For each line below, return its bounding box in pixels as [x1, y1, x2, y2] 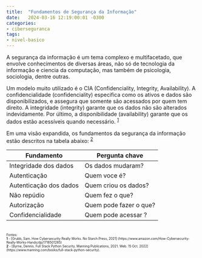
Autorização [9, 201, 44, 210]
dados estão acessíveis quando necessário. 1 [6, 117, 120, 125]
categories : [6, 20, 36, 26]
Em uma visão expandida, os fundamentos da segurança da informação [6, 130, 186, 137]
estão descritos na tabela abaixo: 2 [6, 136, 93, 144]
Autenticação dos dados [9, 181, 79, 190]
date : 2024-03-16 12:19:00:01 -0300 [6, 15, 104, 21]
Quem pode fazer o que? [84, 201, 156, 210]
